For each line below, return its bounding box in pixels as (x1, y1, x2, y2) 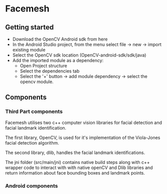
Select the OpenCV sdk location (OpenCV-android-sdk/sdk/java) (12, 52, 146, 58)
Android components (5, 182, 58, 189)
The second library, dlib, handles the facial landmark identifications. (5, 149, 145, 155)
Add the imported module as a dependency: (12, 57, 104, 63)
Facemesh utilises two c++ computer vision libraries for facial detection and (5, 119, 162, 125)
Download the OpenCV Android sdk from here (12, 36, 108, 42)
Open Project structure (20, 63, 68, 68)
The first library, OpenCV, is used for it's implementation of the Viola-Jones (5, 134, 160, 140)
